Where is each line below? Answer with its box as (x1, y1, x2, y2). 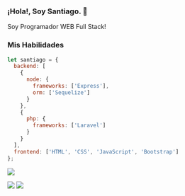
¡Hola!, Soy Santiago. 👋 (7, 6, 88, 16)
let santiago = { (7, 56, 59, 63)
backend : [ (13, 63, 46, 70)
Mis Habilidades (7, 40, 65, 50)
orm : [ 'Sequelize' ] (33, 88, 91, 96)
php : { (26, 115, 46, 122)
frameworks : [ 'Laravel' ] (33, 122, 106, 129)
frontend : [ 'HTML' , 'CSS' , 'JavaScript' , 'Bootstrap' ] (13, 148, 179, 155)
